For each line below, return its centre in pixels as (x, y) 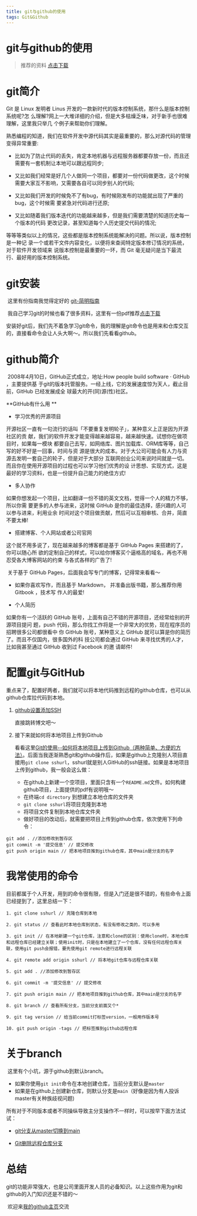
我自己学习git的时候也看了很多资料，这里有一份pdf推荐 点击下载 (84, 313)
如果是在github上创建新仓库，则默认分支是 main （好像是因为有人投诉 (97, 1091)
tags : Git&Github (27, 17)
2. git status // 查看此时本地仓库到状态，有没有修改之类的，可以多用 (83, 925)
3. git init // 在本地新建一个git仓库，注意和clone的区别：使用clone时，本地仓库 (97, 936)
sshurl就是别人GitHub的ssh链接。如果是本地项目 (131, 763)
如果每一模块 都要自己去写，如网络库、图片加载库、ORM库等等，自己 (105, 444)
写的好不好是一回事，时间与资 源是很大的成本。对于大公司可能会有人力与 (94, 451)
